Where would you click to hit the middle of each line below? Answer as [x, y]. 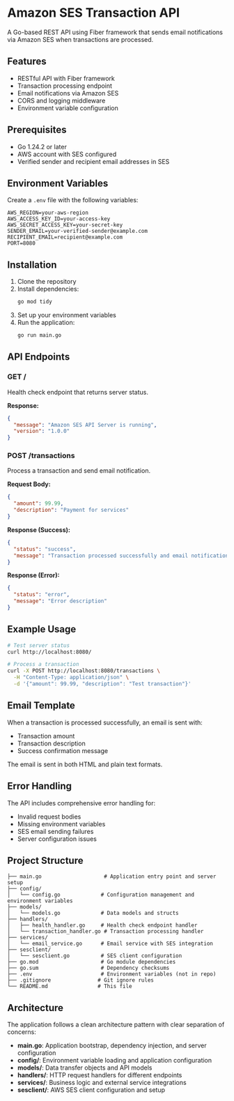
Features [27, 62]
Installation [32, 265]
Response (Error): [34, 575]
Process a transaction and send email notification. [79, 471]
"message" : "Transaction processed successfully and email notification [121, 556]
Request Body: [29, 484]
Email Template [41, 706]
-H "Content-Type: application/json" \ [71, 678]
